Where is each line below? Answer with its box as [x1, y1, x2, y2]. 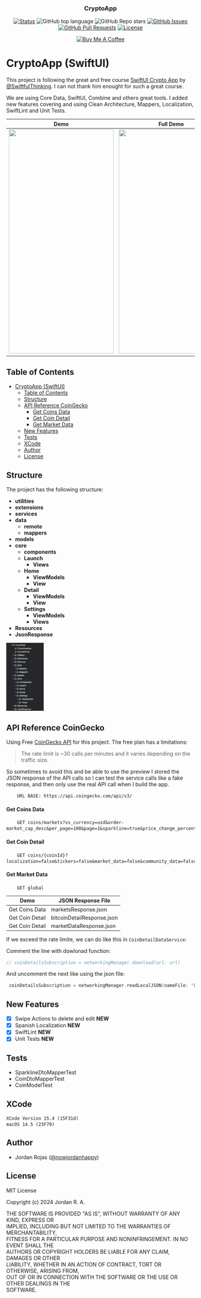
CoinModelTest [14, 1082, 53, 1089]
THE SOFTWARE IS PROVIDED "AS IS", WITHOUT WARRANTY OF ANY [6, 1210, 181, 1217]
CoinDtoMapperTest [14, 1075, 65, 1083]
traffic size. [20, 756, 49, 763]
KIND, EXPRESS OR [6, 1216, 54, 1223]
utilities [14, 497, 35, 505]
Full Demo [158, 120, 184, 127]
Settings [23, 606, 46, 613]
